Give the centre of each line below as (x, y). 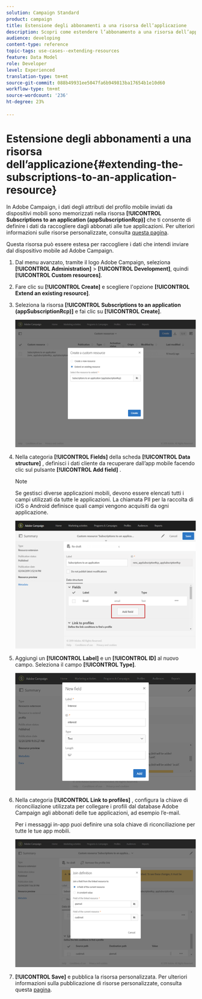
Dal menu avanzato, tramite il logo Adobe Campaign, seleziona (93, 262)
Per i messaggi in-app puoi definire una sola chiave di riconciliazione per (105, 825)
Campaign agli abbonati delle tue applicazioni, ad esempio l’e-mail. (98, 813)
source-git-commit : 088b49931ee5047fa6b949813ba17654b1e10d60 (86, 83)
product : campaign (29, 19)
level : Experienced (31, 70)
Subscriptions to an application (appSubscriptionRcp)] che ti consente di (99, 220)
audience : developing (33, 38)
